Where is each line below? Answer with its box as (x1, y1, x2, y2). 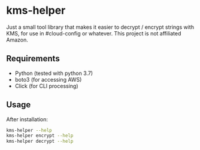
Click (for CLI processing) (14, 82, 79, 89)
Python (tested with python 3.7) (14, 70, 93, 77)
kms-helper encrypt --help (6, 133, 74, 139)
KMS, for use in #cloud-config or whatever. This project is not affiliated (6, 29, 181, 37)
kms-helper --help (6, 127, 52, 133)
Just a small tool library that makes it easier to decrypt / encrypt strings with (6, 23, 195, 31)
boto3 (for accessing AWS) (14, 76, 82, 83)
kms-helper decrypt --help (6, 139, 74, 145)
